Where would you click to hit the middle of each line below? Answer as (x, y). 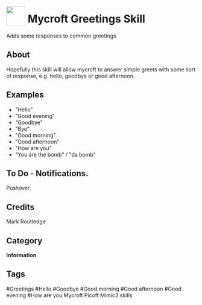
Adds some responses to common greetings (61, 36)
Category (24, 241)
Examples (25, 95)
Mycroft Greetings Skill (87, 19)
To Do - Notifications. (47, 173)
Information (21, 255)
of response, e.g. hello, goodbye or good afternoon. (71, 76)
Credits (21, 207)
